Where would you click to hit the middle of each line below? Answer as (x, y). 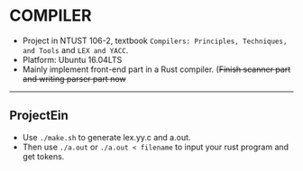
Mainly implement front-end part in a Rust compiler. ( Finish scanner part (156, 69)
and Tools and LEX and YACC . (75, 49)
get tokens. (43, 156)
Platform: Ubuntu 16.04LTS (72, 59)
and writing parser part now (74, 78)
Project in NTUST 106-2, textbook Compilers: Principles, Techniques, (155, 40)
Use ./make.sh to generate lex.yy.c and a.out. (106, 137)
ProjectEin (39, 116)
